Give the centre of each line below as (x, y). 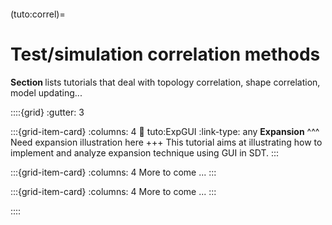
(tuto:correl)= (38, 14)
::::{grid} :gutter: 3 (47, 112)
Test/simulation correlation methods (165, 54)
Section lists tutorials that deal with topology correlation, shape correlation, (165, 82)
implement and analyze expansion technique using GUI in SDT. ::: (145, 152)
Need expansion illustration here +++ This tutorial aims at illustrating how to (166, 142)
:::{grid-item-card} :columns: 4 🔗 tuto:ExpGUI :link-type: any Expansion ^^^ (165, 131)
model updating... (46, 92)
